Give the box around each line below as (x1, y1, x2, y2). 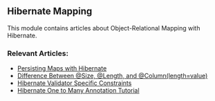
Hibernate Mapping (7, 6, 93, 17)
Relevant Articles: (7, 48, 69, 58)
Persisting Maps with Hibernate (17, 64, 107, 73)
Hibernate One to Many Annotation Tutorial (17, 86, 140, 95)
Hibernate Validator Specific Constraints (17, 79, 132, 87)
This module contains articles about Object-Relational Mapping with (7, 24, 200, 32)
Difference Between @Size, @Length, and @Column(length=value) (17, 72, 208, 80)
